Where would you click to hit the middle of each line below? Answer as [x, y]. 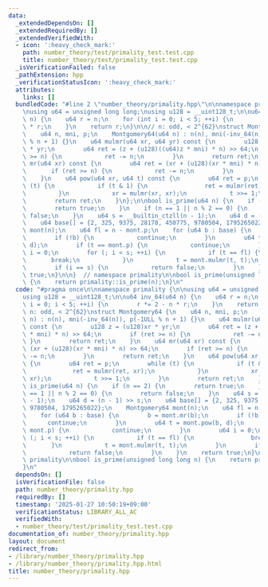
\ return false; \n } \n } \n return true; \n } [139, 452]
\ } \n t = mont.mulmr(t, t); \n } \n [124, 445]
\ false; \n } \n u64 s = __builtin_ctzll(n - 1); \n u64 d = [139, 216]
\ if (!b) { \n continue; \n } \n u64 [139, 238]
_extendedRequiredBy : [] [57, 30]
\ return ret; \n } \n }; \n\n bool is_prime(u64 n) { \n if [139, 201]
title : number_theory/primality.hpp [69, 571]
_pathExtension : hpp [49, 75]
